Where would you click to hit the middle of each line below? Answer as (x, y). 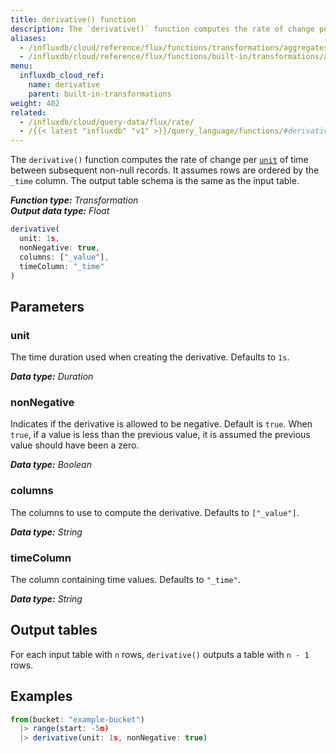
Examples (41, 696)
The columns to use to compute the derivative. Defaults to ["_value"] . (155, 512)
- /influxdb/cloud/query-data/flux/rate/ (107, 122)
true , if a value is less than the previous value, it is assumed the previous (160, 435)
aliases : (28, 38)
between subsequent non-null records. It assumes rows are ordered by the (165, 170)
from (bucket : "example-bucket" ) (77, 719)
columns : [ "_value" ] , (64, 257)
